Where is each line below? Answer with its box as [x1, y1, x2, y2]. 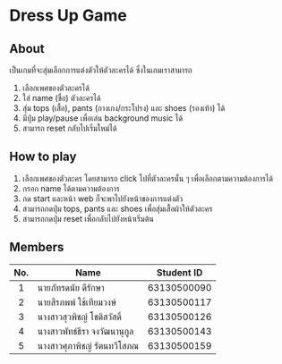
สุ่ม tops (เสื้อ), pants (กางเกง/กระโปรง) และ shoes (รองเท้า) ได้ [21, 103, 226, 113]
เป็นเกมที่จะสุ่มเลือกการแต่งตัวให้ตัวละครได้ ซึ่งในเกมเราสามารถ [9, 64, 192, 75]
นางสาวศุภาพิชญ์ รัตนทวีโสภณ [37, 339, 140, 351]
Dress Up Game [9, 5, 127, 26]
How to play [9, 149, 77, 165]
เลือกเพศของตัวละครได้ [21, 82, 90, 93]
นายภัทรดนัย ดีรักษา [37, 281, 105, 293]
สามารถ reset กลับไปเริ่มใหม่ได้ [21, 123, 117, 133]
